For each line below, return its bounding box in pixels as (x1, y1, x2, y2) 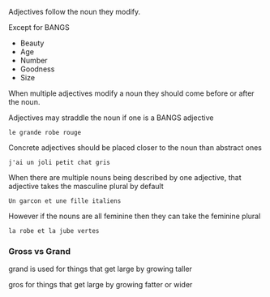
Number (19, 56, 48, 65)
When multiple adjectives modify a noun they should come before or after (8, 88, 255, 98)
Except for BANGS (8, 23, 71, 32)
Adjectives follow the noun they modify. (8, 7, 141, 16)
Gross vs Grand (8, 245, 71, 256)
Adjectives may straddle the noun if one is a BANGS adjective (8, 113, 214, 123)
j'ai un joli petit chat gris (8, 158, 111, 166)
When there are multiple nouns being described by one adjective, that (8, 173, 242, 182)
